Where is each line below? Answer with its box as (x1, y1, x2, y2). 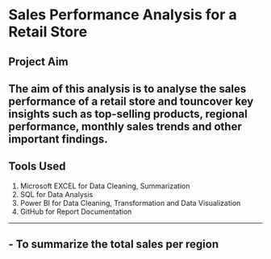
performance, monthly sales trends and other (8, 119, 242, 134)
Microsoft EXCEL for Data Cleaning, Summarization (19, 181, 190, 191)
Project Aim (8, 55, 69, 68)
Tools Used (8, 159, 66, 174)
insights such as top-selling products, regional (8, 107, 248, 121)
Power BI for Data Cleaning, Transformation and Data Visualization (19, 198, 241, 208)
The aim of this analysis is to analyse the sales (8, 82, 247, 96)
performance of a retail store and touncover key (8, 94, 254, 108)
